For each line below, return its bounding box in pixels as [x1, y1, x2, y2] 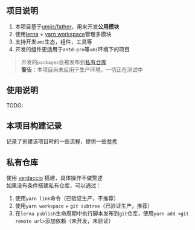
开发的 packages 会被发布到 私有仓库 [21, 58, 107, 65]
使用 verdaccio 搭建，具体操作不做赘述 [6, 174, 103, 182]
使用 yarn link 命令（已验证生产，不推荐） [14, 195, 120, 202]
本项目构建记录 [6, 121, 62, 131]
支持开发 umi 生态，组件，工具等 [14, 38, 92, 45]
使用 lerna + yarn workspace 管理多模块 [14, 30, 112, 37]
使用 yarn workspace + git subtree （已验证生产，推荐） [14, 202, 153, 209]
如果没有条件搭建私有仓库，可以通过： [6, 182, 101, 189]
